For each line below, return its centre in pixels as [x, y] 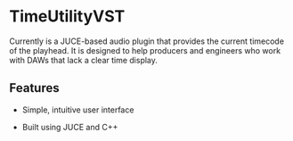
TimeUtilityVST [67, 17]
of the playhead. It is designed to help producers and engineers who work [145, 50]
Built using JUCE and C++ [70, 127]
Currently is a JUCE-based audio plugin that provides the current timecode [147, 41]
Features [34, 88]
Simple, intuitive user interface [78, 110]
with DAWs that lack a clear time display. [84, 60]
